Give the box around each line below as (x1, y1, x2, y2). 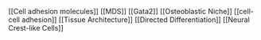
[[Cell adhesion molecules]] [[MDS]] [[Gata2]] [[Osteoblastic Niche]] (8, 7, 232, 16)
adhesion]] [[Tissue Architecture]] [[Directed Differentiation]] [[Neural (21, 15, 251, 24)
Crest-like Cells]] (8, 24, 64, 32)
